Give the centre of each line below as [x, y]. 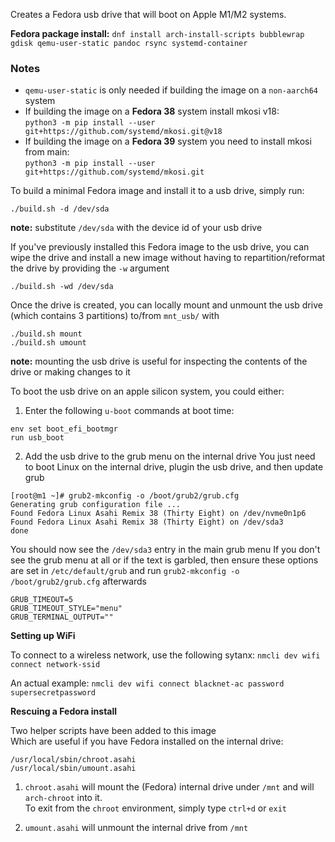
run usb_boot [37, 438]
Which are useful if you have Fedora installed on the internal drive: [147, 741]
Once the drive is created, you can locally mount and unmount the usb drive [166, 305]
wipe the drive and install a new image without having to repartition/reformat [168, 258]
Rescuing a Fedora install [64, 711]
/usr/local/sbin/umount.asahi [73, 769]
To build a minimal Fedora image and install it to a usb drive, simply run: [157, 191]
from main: [47, 152]
